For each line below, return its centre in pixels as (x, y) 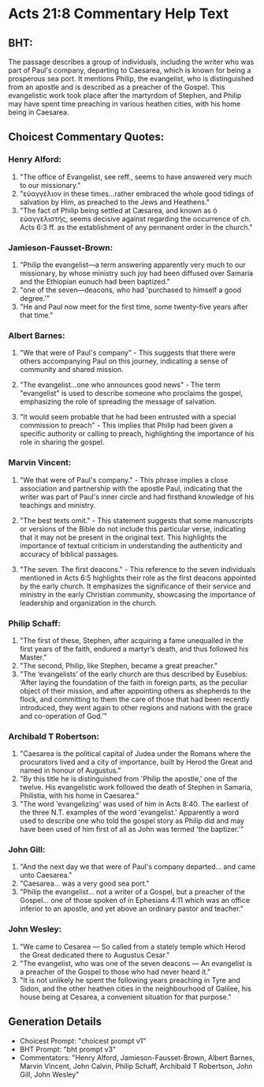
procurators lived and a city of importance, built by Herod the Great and (136, 762)
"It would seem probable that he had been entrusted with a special (128, 417)
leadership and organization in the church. (88, 603)
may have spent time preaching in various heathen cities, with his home (125, 104)
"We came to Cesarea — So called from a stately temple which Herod (132, 946)
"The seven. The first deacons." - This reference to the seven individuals (138, 569)
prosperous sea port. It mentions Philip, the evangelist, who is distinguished (131, 79)
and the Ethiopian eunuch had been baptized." (95, 281)
